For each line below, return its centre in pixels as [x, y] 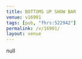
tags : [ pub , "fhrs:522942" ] [41, 23]
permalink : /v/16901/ [33, 28]
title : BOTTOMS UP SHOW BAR [41, 12]
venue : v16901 [24, 17]
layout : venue [24, 34]
